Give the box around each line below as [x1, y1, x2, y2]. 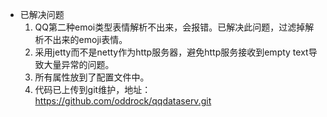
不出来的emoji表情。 [43, 34, 128, 45]
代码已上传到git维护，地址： [34, 84, 152, 95]
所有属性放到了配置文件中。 [34, 71, 150, 83]
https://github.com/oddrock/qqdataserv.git [34, 95, 212, 107]
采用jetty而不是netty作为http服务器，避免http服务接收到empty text [34, 46, 309, 58]
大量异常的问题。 [43, 59, 115, 70]
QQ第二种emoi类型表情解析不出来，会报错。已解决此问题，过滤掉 [34, 21, 306, 33]
